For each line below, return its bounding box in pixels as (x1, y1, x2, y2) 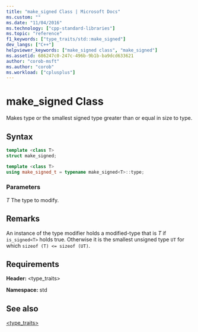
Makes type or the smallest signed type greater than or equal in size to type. (6, 114, 193, 122)
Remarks (6, 214, 40, 224)
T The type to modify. (6, 196, 59, 203)
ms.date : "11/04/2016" (6, 20, 62, 25)
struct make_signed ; (6, 152, 58, 159)
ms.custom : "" (6, 14, 41, 20)
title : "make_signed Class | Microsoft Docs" (6, 8, 120, 15)
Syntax (6, 132, 33, 142)
